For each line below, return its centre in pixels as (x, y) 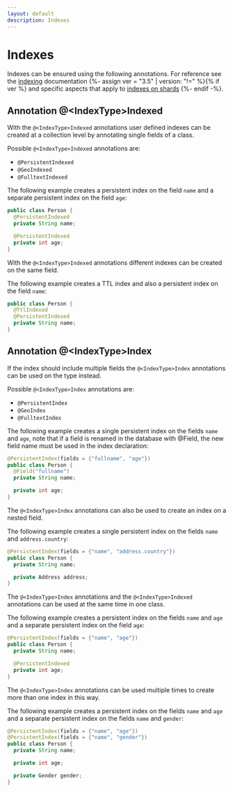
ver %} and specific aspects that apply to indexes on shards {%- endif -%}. (115, 89)
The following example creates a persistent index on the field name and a (111, 190)
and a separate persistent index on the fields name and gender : (96, 718)
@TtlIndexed (31, 310)
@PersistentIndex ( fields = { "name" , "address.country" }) (91, 551)
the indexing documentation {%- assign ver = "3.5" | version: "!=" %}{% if (113, 82)
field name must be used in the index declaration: (78, 446)
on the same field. (33, 270)
